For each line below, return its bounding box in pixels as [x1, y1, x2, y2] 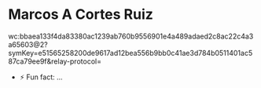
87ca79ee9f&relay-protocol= [8, 57, 102, 66]
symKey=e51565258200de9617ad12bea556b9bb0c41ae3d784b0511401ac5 [8, 48, 253, 57]
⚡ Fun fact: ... [19, 72, 63, 82]
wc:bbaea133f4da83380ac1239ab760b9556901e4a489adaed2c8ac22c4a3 [8, 31, 254, 41]
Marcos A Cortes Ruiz [8, 5, 153, 24]
